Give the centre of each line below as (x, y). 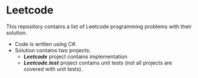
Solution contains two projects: (52, 50)
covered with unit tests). (53, 69)
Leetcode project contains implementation (75, 56)
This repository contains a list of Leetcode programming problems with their (99, 26)
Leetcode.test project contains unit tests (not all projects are (98, 63)
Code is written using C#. (46, 44)
